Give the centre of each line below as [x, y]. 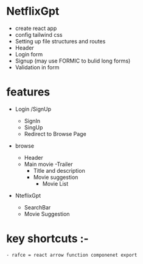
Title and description [59, 170]
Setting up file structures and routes [60, 41]
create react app [36, 28]
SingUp [33, 127]
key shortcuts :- [48, 239]
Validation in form [37, 67]
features [28, 92]
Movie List [55, 183]
